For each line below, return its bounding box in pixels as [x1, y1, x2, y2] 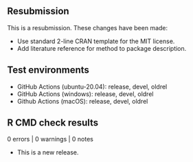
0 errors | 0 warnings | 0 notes [7, 135, 94, 143]
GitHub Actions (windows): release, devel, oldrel [16, 89, 154, 98]
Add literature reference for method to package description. [16, 44, 187, 52]
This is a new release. [16, 148, 79, 157]
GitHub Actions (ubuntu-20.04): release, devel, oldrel [16, 82, 168, 91]
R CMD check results [7, 117, 99, 129]
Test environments [7, 65, 89, 76]
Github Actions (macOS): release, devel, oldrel [16, 97, 148, 105]
